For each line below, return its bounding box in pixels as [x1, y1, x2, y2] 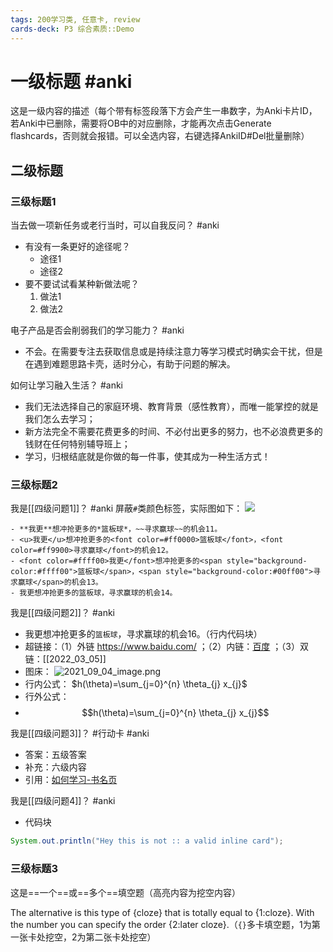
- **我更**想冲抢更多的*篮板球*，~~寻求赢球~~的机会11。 [10, 524, 223, 535]
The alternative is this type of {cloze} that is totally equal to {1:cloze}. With [10, 906, 315, 918]
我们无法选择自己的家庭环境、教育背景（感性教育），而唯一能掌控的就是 [24, 401, 319, 413]
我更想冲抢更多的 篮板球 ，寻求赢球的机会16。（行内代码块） [24, 628, 263, 640]
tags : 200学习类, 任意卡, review [10, 14, 141, 25]
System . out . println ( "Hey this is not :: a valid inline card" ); [10, 836, 284, 846]
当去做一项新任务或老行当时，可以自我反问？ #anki [10, 219, 220, 231]
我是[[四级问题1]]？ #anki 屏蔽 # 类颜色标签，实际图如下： [10, 502, 243, 515]
